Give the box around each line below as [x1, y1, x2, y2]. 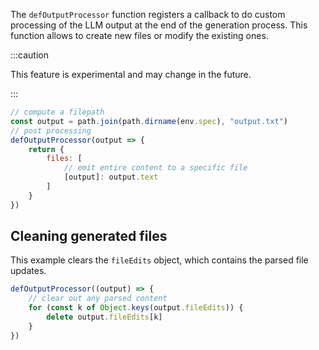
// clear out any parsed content [28, 294, 168, 304]
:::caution [10, 49, 50, 61]
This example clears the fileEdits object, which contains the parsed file [10, 254, 309, 266]
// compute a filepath [10, 107, 105, 117]
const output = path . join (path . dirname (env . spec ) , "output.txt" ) [10, 116, 288, 126]
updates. [10, 265, 47, 277]
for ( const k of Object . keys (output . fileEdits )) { [28, 303, 244, 313]
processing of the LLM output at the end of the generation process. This [10, 19, 308, 31]
